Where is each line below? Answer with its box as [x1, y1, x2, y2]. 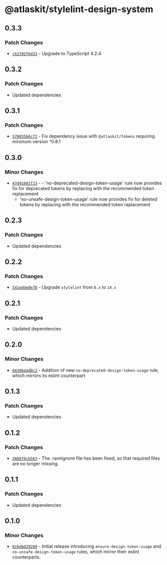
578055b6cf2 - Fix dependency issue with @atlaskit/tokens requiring [12, 133, 155, 139]
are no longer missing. [12, 461, 59, 467]
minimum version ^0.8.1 [12, 138, 61, 145]
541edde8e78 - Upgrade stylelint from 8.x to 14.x [12, 284, 117, 290]
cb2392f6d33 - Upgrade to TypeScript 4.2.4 [12, 50, 102, 56]
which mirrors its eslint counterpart [12, 372, 86, 379]
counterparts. [12, 554, 41, 560]
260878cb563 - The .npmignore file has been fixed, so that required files [12, 455, 160, 462]
